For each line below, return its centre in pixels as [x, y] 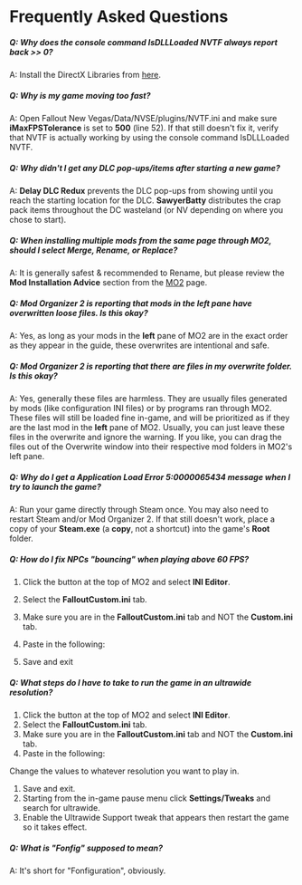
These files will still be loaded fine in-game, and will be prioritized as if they [150, 418]
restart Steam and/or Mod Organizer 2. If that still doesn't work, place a [142, 519]
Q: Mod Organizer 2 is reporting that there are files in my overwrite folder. [151, 366]
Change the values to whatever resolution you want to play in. [124, 771]
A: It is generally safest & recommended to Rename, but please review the [147, 273]
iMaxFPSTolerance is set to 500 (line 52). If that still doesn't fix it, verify [144, 128]
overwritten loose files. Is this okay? [79, 313]
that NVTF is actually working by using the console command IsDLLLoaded [149, 138]
